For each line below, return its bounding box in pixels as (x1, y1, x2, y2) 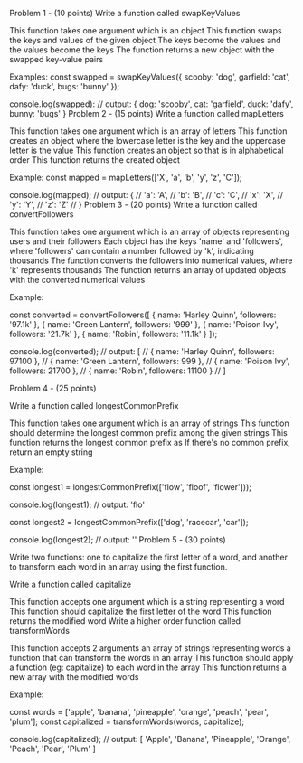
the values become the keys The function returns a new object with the (9, 44, 275, 55)
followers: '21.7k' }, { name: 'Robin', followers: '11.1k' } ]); (9, 329, 218, 339)
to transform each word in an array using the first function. (9, 561, 228, 572)
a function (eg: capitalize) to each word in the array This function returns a (9, 662, 287, 673)
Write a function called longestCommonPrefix (9, 400, 179, 410)
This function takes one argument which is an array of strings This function (9, 418, 289, 429)
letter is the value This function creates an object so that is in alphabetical (9, 145, 284, 155)
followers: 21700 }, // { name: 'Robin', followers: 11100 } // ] (9, 365, 226, 376)
